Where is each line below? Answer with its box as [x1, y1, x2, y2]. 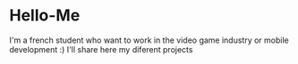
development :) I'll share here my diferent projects [9, 44, 193, 54]
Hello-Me [9, 5, 81, 26]
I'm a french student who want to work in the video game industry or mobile [9, 35, 289, 45]
